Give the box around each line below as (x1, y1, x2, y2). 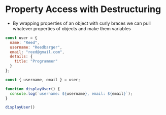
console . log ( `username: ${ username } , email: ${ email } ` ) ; (10, 91, 133, 96)
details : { (10, 54, 33, 59)
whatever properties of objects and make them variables (12, 25, 131, 31)
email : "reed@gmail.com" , (10, 49, 65, 54)
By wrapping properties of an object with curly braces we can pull (12, 20, 151, 26)
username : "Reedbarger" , (10, 44, 62, 50)
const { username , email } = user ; (5, 77, 81, 82)
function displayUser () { (5, 86, 60, 91)
